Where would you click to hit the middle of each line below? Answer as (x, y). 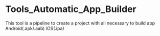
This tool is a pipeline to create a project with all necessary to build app (80, 23)
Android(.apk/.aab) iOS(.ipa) (35, 28)
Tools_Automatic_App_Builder (71, 9)
